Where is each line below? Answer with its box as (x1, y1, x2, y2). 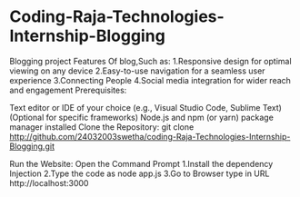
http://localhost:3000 (9, 177, 89, 188)
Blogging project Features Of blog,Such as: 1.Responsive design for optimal (9, 55, 293, 66)
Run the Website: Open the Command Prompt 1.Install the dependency (9, 158, 274, 169)
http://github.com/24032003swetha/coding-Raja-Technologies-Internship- (9, 131, 291, 142)
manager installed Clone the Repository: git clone (9, 121, 195, 133)
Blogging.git (9, 141, 55, 152)
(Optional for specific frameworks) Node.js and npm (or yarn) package (9, 112, 275, 123)
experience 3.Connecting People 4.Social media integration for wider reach (9, 74, 291, 85)
